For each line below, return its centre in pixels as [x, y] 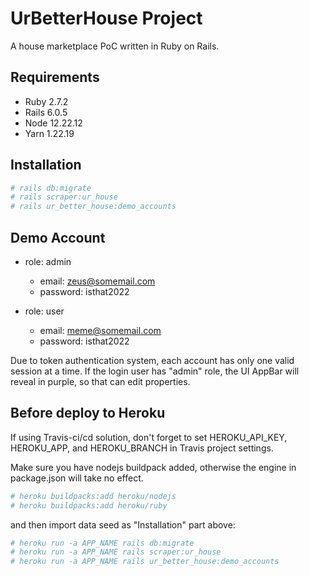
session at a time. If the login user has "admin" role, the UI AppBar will [155, 371]
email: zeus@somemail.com [97, 281]
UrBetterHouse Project [106, 18]
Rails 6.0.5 [46, 112]
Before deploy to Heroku [88, 413]
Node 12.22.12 [53, 123]
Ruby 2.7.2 [46, 101]
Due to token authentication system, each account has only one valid [152, 360]
